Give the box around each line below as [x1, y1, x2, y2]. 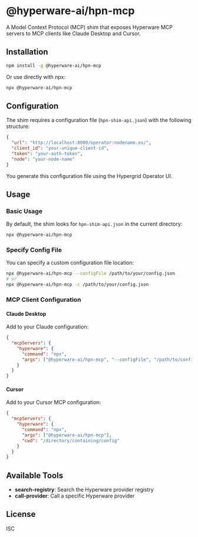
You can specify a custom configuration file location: [6, 259, 134, 266]
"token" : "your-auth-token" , [11, 150, 83, 157]
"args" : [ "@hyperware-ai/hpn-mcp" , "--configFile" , [21, 357, 151, 363]
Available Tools [6, 470, 64, 480]
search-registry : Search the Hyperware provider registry [14, 486, 154, 493]
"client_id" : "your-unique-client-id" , [11, 146, 110, 151]
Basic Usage [6, 207, 43, 215]
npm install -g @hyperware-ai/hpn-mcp [6, 62, 101, 68]
